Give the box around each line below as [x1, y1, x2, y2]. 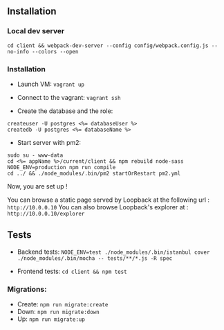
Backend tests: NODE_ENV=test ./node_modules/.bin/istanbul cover [17, 247, 210, 256]
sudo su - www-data [7, 152, 64, 159]
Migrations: [7, 284, 47, 294]
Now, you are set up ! [7, 182, 68, 190]
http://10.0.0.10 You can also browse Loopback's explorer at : [7, 202, 189, 211]
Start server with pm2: [17, 138, 82, 146]
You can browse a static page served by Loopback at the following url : [7, 196, 209, 204]
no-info [7, 48, 30, 55]
